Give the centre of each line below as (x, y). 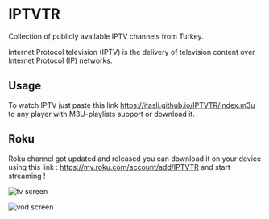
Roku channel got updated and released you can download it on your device (135, 159)
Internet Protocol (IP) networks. (60, 60)
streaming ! (27, 176)
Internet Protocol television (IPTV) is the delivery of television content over (132, 52)
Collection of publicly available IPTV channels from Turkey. (106, 36)
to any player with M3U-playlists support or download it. (101, 114)
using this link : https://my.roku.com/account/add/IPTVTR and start (120, 167)
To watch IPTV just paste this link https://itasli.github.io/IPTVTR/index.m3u (132, 105)
